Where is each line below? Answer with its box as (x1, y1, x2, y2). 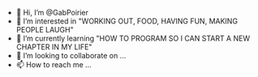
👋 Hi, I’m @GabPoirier (15, 8, 89, 17)
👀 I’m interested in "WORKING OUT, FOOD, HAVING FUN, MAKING (15, 16, 238, 26)
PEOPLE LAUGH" (15, 25, 75, 34)
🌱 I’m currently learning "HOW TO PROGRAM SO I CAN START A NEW (15, 33, 250, 43)
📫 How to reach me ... (15, 60, 92, 69)
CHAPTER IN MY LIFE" (15, 42, 92, 52)
